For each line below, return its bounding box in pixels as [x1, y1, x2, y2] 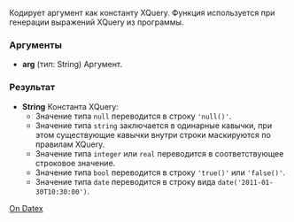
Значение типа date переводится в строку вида [35, 176, 216, 187]
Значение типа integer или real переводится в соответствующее [35, 148, 284, 158]
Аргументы [9, 39, 62, 51]
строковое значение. [35, 157, 116, 168]
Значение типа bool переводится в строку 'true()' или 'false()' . [35, 167, 286, 178]
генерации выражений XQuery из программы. [9, 17, 184, 27]
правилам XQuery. [35, 139, 105, 149]
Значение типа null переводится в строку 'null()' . [35, 111, 232, 121]
